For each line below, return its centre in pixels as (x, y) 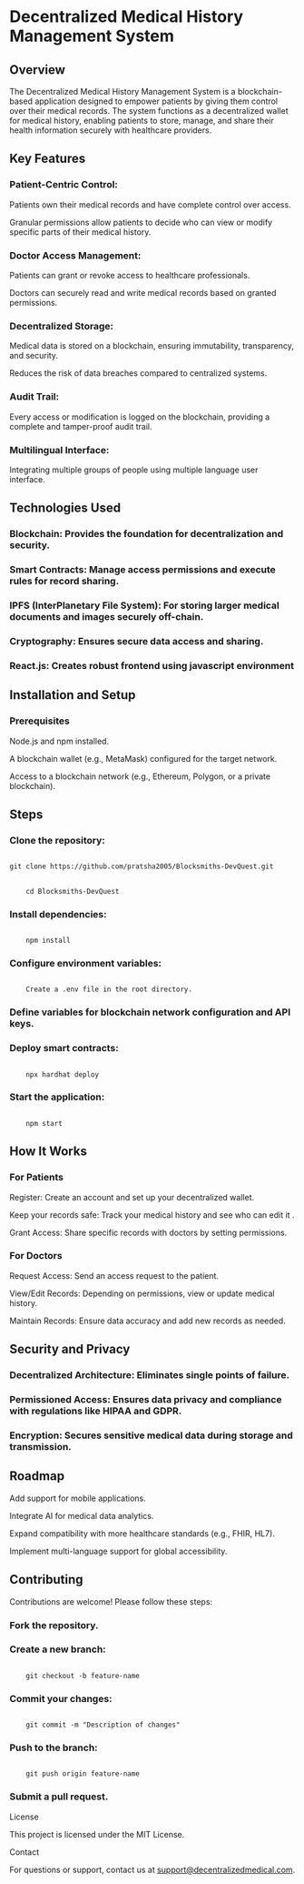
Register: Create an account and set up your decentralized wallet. (132, 1197)
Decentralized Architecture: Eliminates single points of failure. (150, 1375)
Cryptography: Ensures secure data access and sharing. (137, 641)
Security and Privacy (70, 1349)
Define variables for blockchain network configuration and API (150, 1012)
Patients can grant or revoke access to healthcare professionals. (130, 275)
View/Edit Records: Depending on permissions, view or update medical (142, 1293)
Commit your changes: (61, 1698)
